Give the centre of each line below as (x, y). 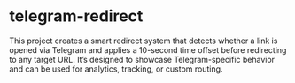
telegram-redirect (76, 16)
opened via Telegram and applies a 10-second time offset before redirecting (148, 49)
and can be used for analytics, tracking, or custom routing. (116, 69)
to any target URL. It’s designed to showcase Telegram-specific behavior (142, 59)
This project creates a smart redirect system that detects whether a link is (144, 41)
